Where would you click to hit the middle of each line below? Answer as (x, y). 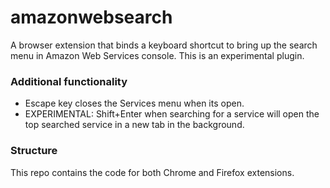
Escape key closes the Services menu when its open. (134, 103)
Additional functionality (69, 81)
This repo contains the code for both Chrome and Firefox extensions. (152, 172)
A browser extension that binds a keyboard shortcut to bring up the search (164, 45)
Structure (34, 151)
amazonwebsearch (91, 17)
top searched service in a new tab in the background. (134, 125)
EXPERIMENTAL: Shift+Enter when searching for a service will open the (172, 114)
